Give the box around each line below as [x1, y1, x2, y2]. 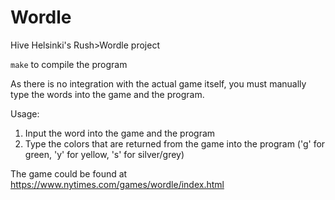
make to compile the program [10, 58, 128, 70]
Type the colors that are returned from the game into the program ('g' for [24, 137, 326, 150]
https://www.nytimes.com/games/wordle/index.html [10, 178, 225, 190]
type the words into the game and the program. [10, 88, 205, 100]
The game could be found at [10, 167, 128, 180]
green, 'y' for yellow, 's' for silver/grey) [24, 148, 185, 160]
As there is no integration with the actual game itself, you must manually [10, 77, 307, 90]
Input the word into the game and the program [24, 127, 216, 139]
